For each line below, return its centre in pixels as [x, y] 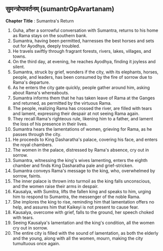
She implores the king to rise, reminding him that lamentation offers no [83, 202]
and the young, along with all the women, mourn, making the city [78, 238]
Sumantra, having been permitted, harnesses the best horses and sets [83, 41]
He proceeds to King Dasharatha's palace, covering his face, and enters [85, 139]
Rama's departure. [31, 82]
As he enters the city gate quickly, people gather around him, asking [81, 87]
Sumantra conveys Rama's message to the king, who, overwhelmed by [84, 171]
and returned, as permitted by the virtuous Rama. [62, 103]
